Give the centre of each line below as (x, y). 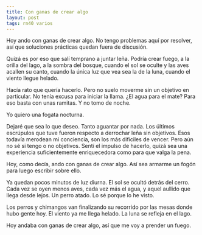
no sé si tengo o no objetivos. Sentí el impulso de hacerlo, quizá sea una (97, 146)
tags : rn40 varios (30, 23)
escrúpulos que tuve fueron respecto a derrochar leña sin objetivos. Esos (98, 133)
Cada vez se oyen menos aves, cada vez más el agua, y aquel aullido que (98, 189)
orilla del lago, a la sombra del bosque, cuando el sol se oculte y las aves (98, 65)
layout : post (23, 18)
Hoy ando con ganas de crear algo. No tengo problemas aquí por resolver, (99, 41)
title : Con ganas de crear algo (47, 12)
